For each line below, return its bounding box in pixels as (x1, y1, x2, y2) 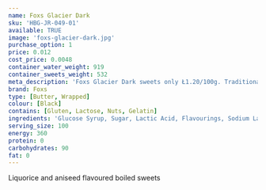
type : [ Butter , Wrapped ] (8, 93, 90, 101)
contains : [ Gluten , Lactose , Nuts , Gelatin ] (8, 108, 158, 116)
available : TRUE (8, 26, 62, 34)
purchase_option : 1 (8, 41, 73, 49)
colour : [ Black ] (8, 100, 62, 108)
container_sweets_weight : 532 (8, 70, 108, 78)
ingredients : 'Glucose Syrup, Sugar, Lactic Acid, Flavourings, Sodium (8, 115, 249, 123)
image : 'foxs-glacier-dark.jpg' (8, 33, 115, 42)
